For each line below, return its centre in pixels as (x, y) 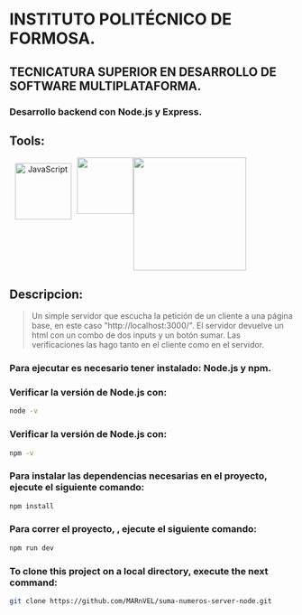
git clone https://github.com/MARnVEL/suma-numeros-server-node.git (141, 601)
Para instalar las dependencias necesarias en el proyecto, (138, 476)
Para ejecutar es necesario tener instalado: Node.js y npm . (141, 368)
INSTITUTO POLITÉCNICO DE (121, 19)
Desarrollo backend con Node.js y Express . (106, 111)
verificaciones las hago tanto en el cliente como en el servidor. (147, 345)
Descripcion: (46, 294)
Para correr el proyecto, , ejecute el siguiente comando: (133, 529)
